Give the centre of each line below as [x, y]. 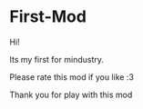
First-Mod [48, 17]
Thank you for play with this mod [71, 94]
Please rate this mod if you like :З [72, 77]
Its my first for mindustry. [57, 59]
